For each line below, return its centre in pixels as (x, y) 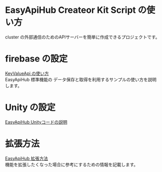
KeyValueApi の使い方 (27, 73)
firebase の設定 (36, 59)
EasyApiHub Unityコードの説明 (36, 122)
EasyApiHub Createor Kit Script (70, 10)
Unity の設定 (30, 108)
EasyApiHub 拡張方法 (27, 158)
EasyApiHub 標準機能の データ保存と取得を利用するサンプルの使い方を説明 (81, 79)
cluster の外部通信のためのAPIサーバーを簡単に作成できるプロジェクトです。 (82, 37)
